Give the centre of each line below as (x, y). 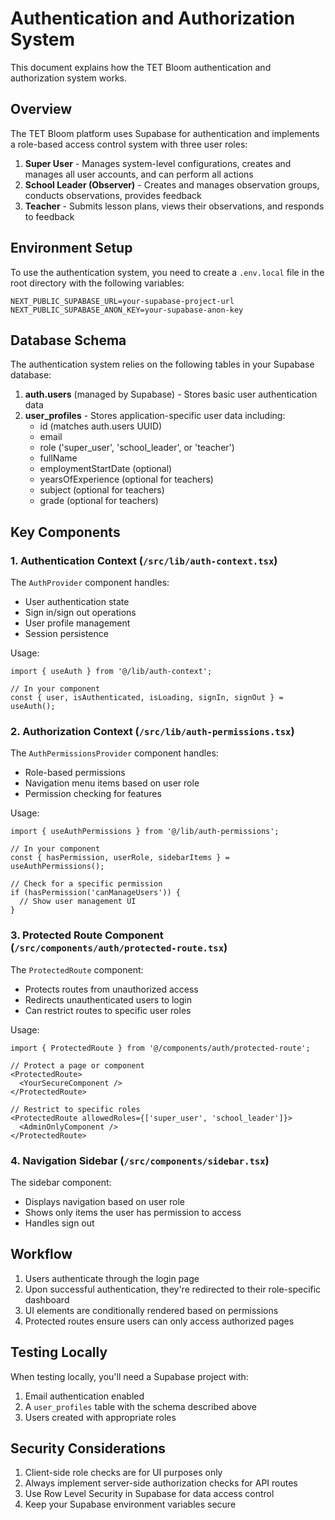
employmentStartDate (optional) (106, 469)
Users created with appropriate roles (100, 1417)
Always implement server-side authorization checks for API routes (161, 1483)
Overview (41, 109)
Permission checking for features (93, 794)
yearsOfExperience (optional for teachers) (126, 479)
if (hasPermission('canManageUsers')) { (96, 893)
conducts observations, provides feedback (113, 195)
